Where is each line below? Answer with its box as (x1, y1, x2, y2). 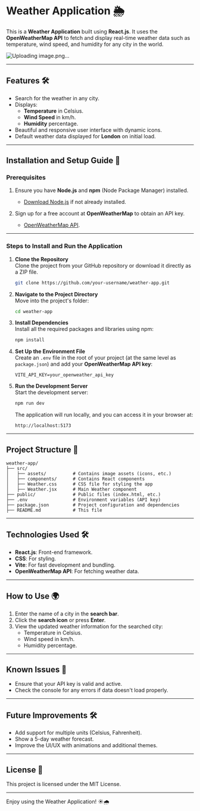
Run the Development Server (14, 382, 88, 390)
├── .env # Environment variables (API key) (6, 497, 161, 503)
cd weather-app (14, 308, 53, 314)
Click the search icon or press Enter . (14, 616, 106, 623)
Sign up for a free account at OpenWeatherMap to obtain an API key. (14, 210, 185, 217)
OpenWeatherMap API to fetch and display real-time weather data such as (6, 34, 190, 41)
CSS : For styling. (14, 555, 57, 562)
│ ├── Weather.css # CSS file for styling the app (6, 481, 153, 487)
